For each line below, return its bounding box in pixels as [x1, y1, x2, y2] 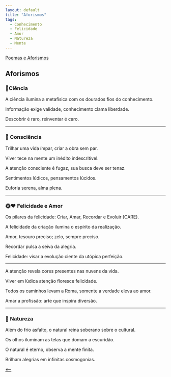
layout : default [5, 7, 40, 13]
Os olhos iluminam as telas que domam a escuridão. [5, 337, 115, 343]
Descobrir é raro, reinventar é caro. [5, 116, 79, 122]
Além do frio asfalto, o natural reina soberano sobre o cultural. [5, 327, 136, 333]
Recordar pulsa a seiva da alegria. [5, 243, 76, 250]
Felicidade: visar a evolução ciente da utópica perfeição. [5, 254, 124, 260]
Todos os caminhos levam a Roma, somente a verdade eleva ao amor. [5, 288, 152, 294]
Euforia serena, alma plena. [5, 185, 63, 191]
